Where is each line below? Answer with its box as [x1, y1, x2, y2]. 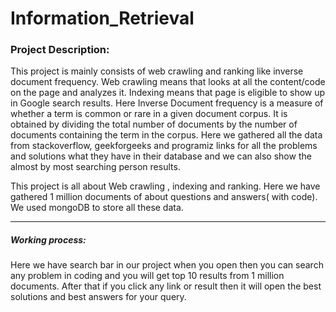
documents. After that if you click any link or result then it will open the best [10, 280, 322, 292]
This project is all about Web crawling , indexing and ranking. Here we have [10, 180, 321, 192]
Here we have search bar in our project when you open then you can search [10, 259, 324, 271]
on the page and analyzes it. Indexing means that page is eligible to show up [10, 87, 326, 99]
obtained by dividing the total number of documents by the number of [10, 118, 298, 131]
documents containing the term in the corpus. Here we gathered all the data [10, 129, 323, 141]
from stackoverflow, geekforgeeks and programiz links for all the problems [10, 140, 318, 152]
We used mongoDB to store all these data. [10, 202, 184, 214]
